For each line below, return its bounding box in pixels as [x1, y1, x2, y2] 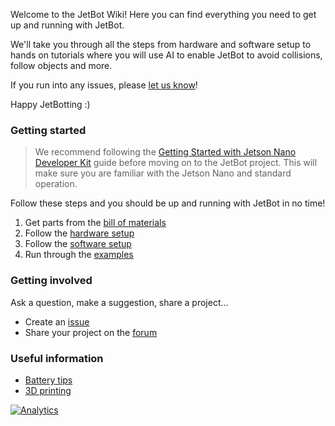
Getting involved [10, 274, 93, 288]
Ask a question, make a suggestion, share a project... [10, 296, 229, 308]
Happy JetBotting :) [10, 99, 91, 110]
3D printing [24, 384, 72, 396]
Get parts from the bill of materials [24, 217, 167, 229]
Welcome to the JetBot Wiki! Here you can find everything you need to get [10, 9, 317, 20]
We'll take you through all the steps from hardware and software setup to [10, 39, 312, 50]
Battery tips [24, 374, 73, 386]
